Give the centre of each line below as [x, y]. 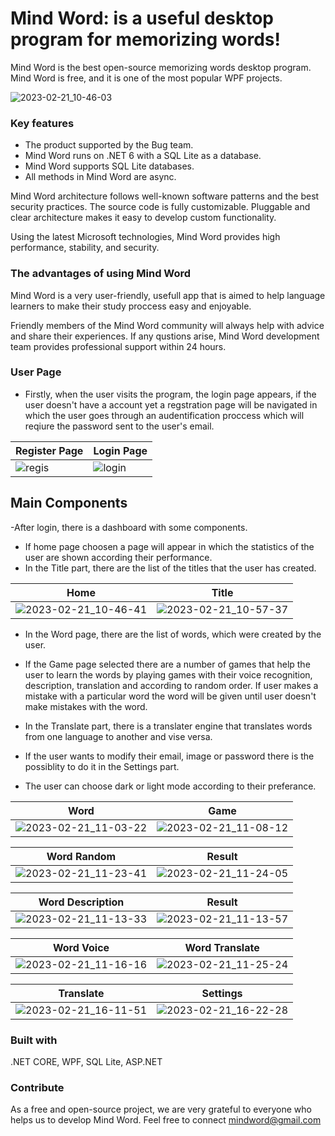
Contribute [37, 1087]
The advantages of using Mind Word [101, 274]
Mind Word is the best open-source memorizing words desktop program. [161, 67]
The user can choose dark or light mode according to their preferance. [170, 786]
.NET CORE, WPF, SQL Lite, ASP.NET [86, 1061]
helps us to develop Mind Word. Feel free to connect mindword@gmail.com [166, 1120]
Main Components [69, 503]
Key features [42, 123]
